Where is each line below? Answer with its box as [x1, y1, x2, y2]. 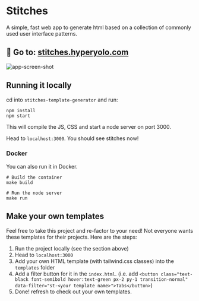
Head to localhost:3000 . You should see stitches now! [6, 135, 139, 142]
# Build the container [6, 174, 62, 180]
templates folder [14, 264, 55, 271]
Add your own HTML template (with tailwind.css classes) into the [14, 257, 174, 265]
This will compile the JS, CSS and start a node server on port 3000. [6, 123, 171, 130]
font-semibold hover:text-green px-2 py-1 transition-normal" [30, 276, 188, 283]
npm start [6, 113, 31, 119]
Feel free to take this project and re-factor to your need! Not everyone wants [6, 227, 194, 234]
